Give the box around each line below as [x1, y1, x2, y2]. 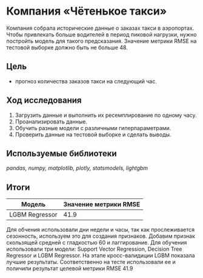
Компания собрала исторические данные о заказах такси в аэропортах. [6, 24, 195, 32]
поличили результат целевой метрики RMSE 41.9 [6, 265, 133, 272]
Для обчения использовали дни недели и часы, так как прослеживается [6, 226, 195, 234]
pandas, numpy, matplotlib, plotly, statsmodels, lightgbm [6, 164, 148, 172]
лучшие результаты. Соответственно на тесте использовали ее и [6, 259, 176, 266]
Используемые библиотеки [6, 148, 117, 159]
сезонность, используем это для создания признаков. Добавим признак [6, 232, 196, 240]
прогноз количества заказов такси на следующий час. [15, 77, 158, 85]
